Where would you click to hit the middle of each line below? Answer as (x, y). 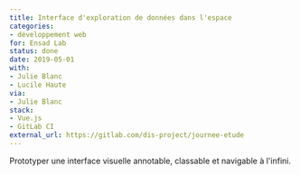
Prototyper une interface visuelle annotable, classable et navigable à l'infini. (150, 161)
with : (19, 69)
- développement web (48, 34)
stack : (22, 110)
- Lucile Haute (38, 85)
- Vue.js (26, 118)
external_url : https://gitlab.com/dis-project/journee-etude (127, 135)
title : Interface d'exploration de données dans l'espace (121, 18)
